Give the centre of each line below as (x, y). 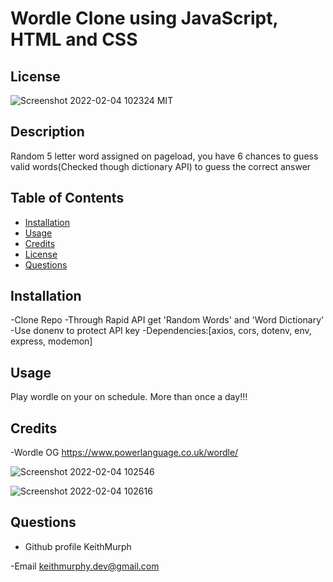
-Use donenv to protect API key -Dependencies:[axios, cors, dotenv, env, (161, 331)
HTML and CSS (74, 39)
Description (47, 132)
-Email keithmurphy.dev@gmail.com (85, 566)
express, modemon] (51, 341)
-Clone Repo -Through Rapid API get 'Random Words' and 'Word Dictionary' (167, 320)
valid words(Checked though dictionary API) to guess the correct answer (161, 166)
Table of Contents (67, 198)
